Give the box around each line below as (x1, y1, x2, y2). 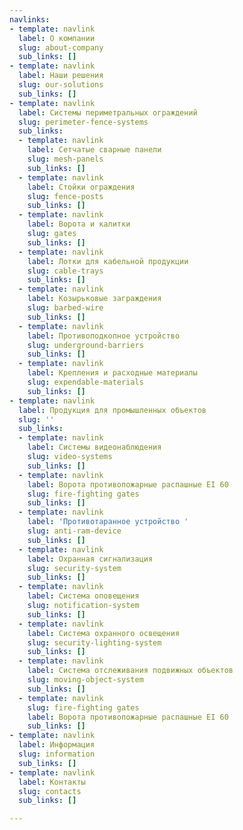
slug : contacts (18, 786, 82, 796)
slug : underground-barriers (27, 340, 144, 350)
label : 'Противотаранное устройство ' (27, 517, 189, 527)
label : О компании (18, 33, 96, 43)
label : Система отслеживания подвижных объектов (27, 666, 234, 676)
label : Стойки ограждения (27, 182, 136, 192)
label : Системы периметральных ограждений (18, 107, 198, 118)
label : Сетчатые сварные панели (27, 145, 162, 155)
